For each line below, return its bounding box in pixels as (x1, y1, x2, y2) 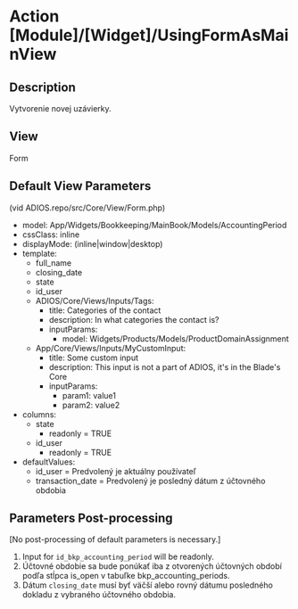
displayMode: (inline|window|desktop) (21, 238, 163, 249)
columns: (21, 408, 56, 420)
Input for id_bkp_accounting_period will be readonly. (21, 551, 214, 563)
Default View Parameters (9, 178, 152, 193)
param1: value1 (62, 390, 116, 400)
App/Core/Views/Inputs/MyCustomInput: (35, 342, 186, 353)
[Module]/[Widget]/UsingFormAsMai (9, 25, 289, 45)
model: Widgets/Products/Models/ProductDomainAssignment (62, 333, 290, 344)
